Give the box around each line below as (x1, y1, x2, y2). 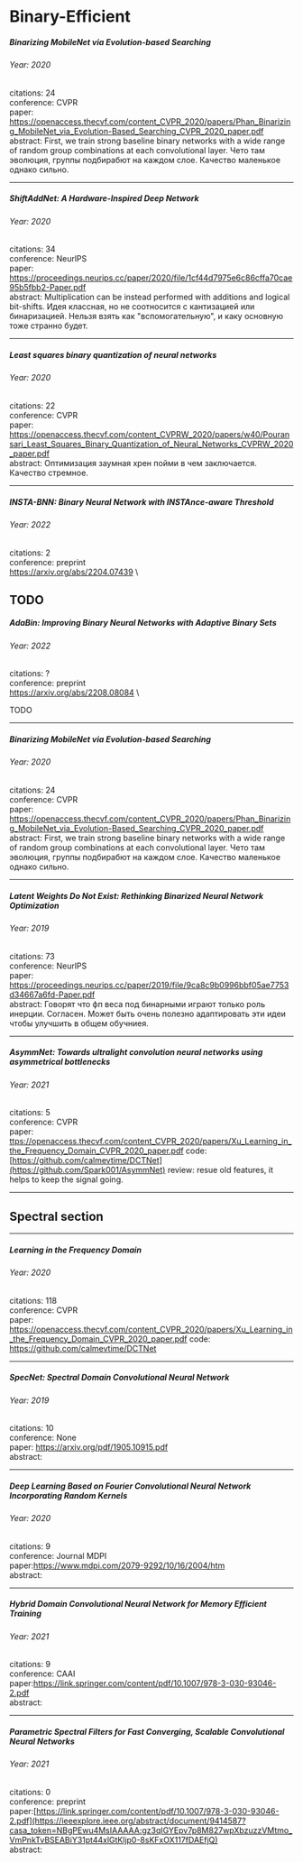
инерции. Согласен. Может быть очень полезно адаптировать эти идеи (9, 1008, 287, 1019)
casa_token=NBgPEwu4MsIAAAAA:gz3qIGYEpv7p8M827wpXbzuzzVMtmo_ (9, 1824, 293, 1836)
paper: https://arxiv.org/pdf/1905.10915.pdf (9, 1442, 169, 1453)
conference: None (9, 1432, 77, 1444)
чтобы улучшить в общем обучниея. (9, 1017, 149, 1029)
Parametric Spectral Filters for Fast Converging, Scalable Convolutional (9, 1726, 285, 1737)
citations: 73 (9, 950, 56, 961)
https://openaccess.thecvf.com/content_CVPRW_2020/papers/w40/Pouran (9, 428, 290, 439)
